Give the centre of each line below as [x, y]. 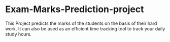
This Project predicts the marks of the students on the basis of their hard [81, 23]
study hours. [19, 34]
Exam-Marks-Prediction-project [75, 9]
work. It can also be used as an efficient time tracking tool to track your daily [85, 28]
